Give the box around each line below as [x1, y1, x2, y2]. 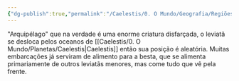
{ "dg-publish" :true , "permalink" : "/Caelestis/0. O [7, 10, 158, 18]
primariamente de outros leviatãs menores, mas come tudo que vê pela [7, 59, 216, 68]
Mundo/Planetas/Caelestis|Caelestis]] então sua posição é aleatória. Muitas [7, 44, 230, 53]
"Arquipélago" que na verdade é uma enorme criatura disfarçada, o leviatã [7, 30, 225, 38]
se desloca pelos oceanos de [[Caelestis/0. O [7, 37, 141, 46]
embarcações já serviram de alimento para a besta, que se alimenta [7, 52, 206, 61]
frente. [7, 67, 27, 75]
